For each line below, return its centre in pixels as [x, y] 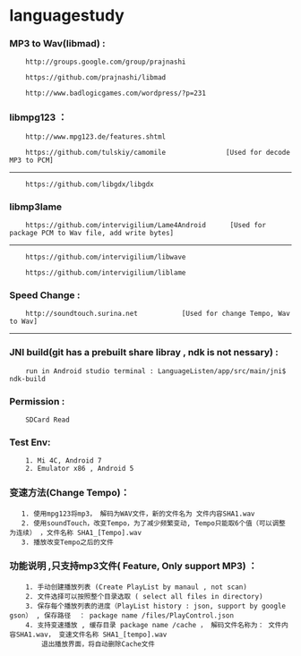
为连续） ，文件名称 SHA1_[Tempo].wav [75, 532]
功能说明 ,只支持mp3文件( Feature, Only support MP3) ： [133, 567]
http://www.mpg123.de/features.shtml [96, 136]
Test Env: [30, 442]
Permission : [37, 401]
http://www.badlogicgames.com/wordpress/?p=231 [116, 94]
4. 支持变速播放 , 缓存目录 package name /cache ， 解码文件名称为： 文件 [154, 625]
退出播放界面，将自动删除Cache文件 [98, 644]
